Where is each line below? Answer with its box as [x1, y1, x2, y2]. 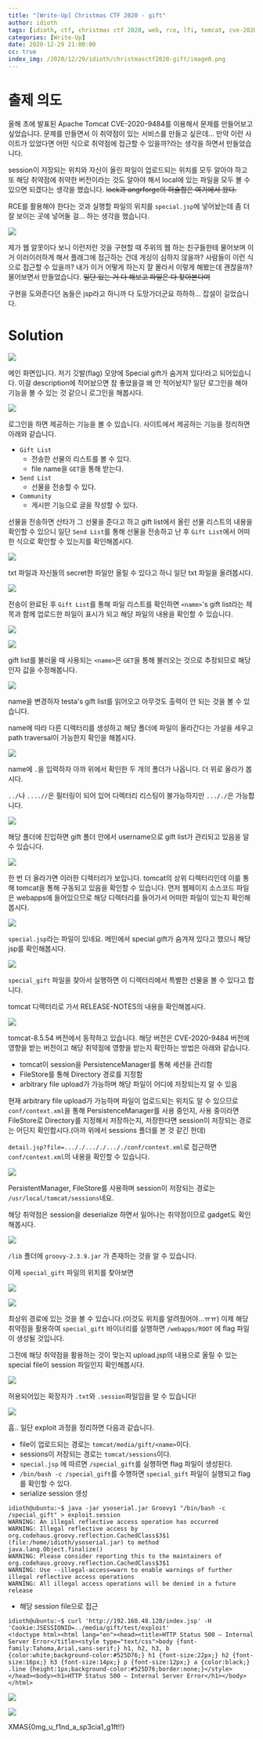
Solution [8, 327, 64, 344]
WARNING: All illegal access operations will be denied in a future [8, 1580, 236, 1587]
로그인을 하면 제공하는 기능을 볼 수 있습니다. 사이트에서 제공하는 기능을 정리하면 [8, 419, 250, 429]
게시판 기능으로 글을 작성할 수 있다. [31, 500, 139, 510]
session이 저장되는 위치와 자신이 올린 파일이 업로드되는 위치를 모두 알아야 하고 [8, 165, 248, 174]
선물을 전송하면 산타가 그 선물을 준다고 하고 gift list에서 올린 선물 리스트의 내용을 [8, 517, 253, 526]
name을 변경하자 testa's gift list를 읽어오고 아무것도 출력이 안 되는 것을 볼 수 [8, 696, 243, 706]
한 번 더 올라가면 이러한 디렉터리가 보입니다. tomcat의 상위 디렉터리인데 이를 [8, 873, 241, 882]
